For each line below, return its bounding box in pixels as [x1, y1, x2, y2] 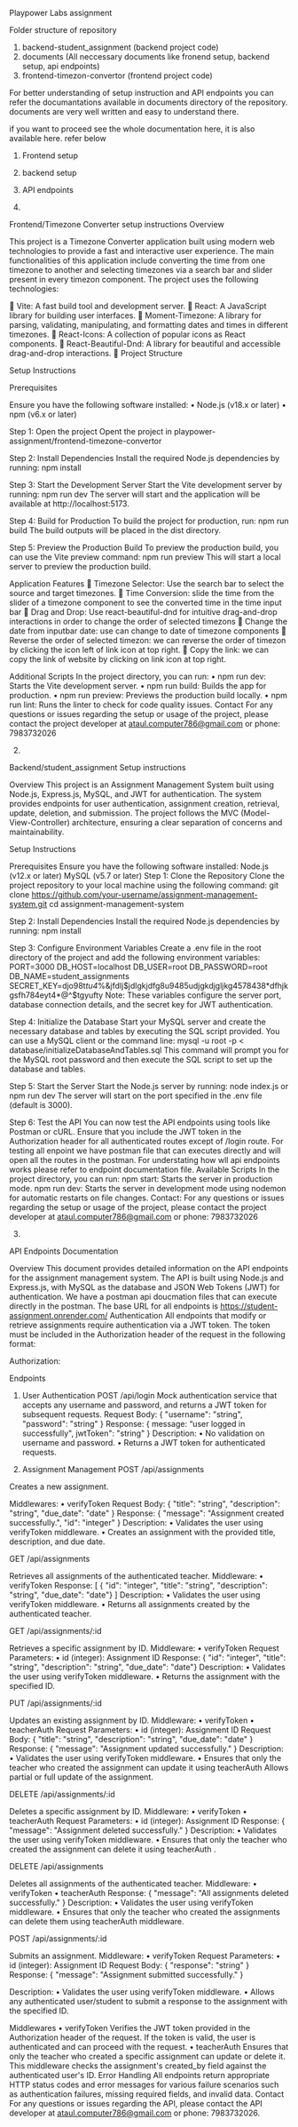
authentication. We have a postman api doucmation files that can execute [9, 1292, 278, 1302]
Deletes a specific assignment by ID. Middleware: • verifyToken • [9, 1806, 247, 1816]
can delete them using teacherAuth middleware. [9, 1916, 184, 1926]
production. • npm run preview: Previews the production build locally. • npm [9, 690, 288, 700]
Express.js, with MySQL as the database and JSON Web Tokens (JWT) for [9, 1282, 280, 1292]
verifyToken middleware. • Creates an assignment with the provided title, [9, 1527, 277, 1537]
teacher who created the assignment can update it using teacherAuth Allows [9, 1763, 289, 1772]
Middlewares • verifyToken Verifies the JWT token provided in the [9, 2023, 251, 2033]
